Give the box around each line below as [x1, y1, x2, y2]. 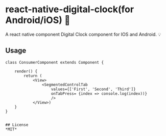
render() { [14, 69, 38, 74]
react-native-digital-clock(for [5, 4, 134, 15]
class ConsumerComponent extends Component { [5, 60, 104, 65]
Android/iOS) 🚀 [5, 14, 70, 26]
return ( [23, 73, 42, 78]
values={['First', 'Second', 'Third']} [51, 87, 136, 92]
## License [5, 122, 29, 127]
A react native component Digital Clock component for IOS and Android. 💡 [5, 31, 161, 37]
